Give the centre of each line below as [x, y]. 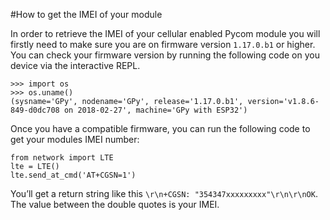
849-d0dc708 [35, 110]
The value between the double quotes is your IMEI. [115, 204]
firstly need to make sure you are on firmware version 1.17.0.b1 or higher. [163, 44]
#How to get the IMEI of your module [86, 14]
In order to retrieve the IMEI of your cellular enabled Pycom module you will [165, 33]
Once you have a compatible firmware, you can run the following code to [160, 128]
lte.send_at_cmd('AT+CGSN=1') [73, 175]
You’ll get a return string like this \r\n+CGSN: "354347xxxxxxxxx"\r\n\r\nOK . [164, 193]
